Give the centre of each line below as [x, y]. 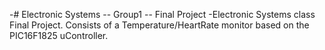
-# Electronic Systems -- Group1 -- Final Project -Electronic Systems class [162, 14]
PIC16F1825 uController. [59, 35]
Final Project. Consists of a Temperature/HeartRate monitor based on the [159, 25]
